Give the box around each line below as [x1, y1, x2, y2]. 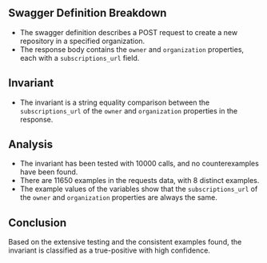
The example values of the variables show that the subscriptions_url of [19, 184, 258, 194]
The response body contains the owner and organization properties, [19, 44, 245, 54]
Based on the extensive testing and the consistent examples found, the [8, 237, 242, 247]
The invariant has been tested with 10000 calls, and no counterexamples [19, 159, 260, 169]
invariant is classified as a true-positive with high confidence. [8, 245, 210, 255]
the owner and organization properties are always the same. [19, 193, 217, 202]
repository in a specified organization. [19, 36, 145, 46]
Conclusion [8, 216, 67, 229]
